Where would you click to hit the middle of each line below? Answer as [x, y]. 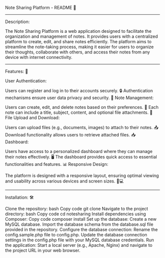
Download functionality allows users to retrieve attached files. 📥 [70, 135]
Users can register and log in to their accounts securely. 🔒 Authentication [79, 90]
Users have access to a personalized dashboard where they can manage [79, 151]
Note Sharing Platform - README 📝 [41, 8]
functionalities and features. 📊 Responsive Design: [57, 164]
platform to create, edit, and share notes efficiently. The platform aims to [78, 41]
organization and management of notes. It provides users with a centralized [82, 36]
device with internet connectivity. [39, 57]
